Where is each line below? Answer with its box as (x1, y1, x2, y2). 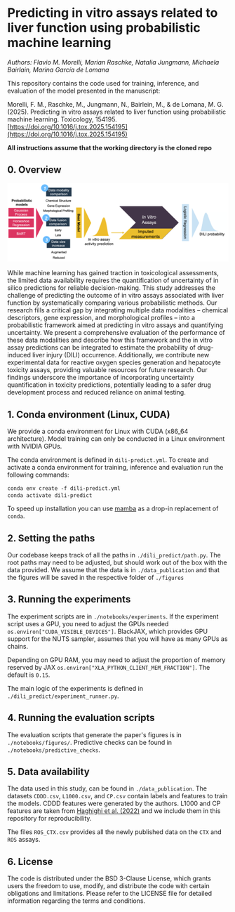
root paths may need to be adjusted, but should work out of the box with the (7, 558, 227, 567)
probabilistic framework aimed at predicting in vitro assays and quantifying (7, 321, 224, 329)
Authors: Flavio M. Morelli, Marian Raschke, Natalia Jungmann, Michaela (7, 58, 220, 66)
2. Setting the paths (7, 532, 95, 544)
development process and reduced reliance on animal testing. (7, 388, 186, 397)
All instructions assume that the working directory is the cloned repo (7, 143, 213, 152)
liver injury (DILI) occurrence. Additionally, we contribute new (32, 351, 210, 359)
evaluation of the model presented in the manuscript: (7, 86, 161, 95)
